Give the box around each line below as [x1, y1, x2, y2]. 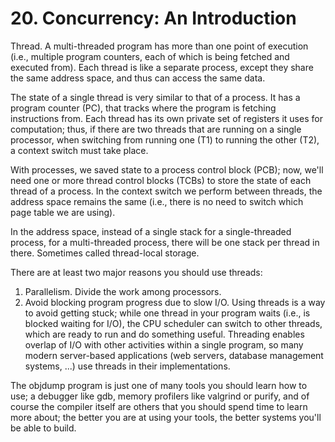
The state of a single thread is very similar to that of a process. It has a [10, 91, 301, 103]
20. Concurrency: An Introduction [10, 7, 297, 30]
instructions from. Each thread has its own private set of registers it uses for [10, 112, 323, 124]
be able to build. [10, 422, 77, 434]
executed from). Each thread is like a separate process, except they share [10, 61, 314, 73]
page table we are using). [10, 206, 116, 218]
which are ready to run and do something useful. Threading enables [24, 328, 305, 340]
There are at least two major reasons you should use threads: [10, 266, 263, 278]
